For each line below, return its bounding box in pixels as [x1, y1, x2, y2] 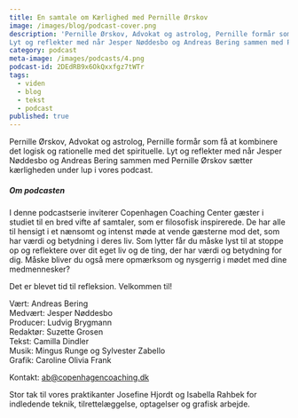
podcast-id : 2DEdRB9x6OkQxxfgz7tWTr [9, 63, 145, 72]
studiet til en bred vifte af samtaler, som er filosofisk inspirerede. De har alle [9, 217, 286, 227]
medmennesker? [9, 264, 71, 275]
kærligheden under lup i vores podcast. [9, 165, 153, 176]
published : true [9, 112, 69, 121]
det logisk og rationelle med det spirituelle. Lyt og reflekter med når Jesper [9, 146, 282, 156]
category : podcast [9, 46, 77, 55]
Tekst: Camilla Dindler [9, 336, 90, 347]
